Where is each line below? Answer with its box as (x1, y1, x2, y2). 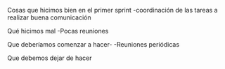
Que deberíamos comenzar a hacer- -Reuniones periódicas (7, 40, 180, 48)
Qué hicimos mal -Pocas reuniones (7, 27, 109, 35)
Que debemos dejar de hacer (7, 54, 92, 62)
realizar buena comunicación (7, 13, 91, 22)
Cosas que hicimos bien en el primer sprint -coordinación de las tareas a (7, 6, 218, 14)
